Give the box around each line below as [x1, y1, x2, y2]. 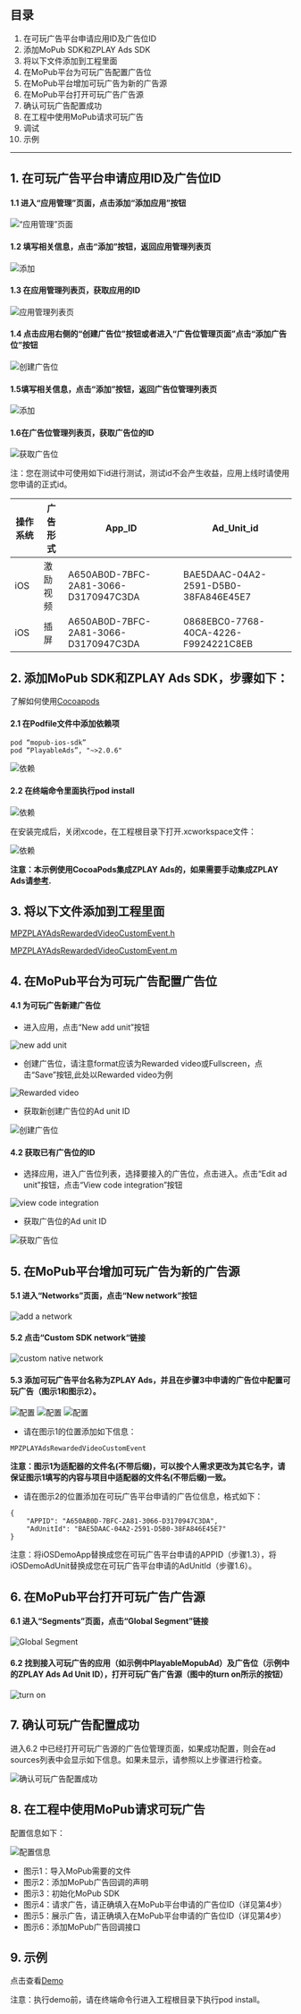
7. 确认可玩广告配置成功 [10, 1718, 139, 1733]
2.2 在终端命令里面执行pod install [10, 786, 135, 796]
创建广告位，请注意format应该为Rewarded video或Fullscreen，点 [22, 1058, 263, 1069]
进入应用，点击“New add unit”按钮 [22, 1022, 150, 1032]
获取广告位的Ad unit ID [22, 1216, 107, 1227]
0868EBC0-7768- [182, 616, 265, 628]
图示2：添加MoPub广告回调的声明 [22, 1876, 149, 1887]
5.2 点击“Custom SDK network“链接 [10, 1332, 146, 1343]
